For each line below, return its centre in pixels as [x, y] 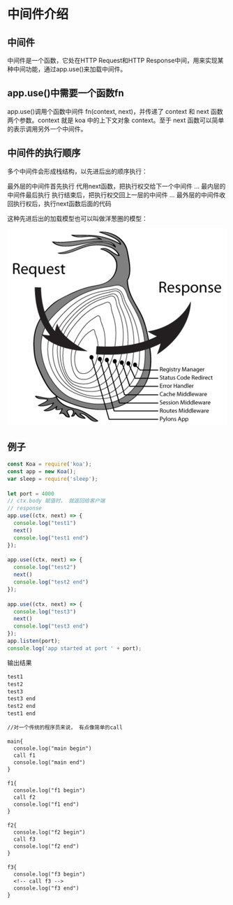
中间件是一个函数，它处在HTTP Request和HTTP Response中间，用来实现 [112, 60]
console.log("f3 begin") [50, 874]
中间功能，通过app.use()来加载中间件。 [70, 69]
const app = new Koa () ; [42, 471]
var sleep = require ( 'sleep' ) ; [53, 479]
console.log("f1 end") [46, 804]
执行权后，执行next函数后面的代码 [62, 203]
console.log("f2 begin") [50, 832]
